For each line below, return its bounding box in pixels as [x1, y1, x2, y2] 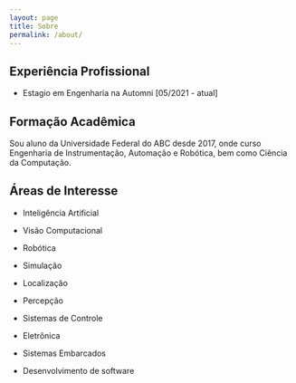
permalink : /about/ [9, 30, 83, 39]
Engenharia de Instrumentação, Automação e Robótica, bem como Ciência [9, 148, 288, 158]
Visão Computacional [22, 225, 102, 235]
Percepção [22, 295, 63, 306]
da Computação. [9, 158, 72, 168]
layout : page [9, 13, 59, 23]
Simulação [22, 260, 62, 271]
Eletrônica [22, 330, 61, 340]
